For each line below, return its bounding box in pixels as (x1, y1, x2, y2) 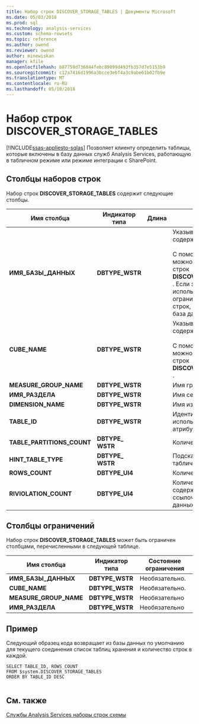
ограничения (145, 565, 185, 573)
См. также (6, 695, 47, 706)
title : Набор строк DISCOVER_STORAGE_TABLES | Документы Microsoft (6, 8, 176, 15)
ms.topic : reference (6, 36, 57, 42)
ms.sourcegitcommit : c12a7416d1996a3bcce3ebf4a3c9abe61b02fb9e (6, 70, 166, 76)
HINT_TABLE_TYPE (9, 455, 63, 463)
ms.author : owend (6, 42, 49, 48)
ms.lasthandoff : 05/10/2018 (6, 86, 76, 92)
